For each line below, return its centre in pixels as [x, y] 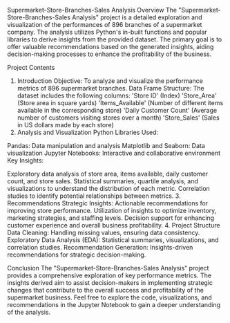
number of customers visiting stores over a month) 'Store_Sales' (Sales [118, 118]
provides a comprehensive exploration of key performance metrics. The [109, 275]
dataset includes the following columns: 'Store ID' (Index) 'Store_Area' [117, 95]
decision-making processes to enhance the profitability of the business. [109, 54]
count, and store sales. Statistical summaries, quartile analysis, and [103, 181]
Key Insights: [26, 160]
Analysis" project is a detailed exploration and [137, 17]
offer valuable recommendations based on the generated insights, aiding [111, 47]
